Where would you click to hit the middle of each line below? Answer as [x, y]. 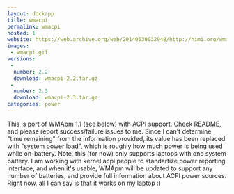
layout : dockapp [31, 14]
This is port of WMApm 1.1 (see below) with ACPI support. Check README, [114, 124]
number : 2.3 [31, 91]
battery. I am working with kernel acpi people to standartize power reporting [116, 161]
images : [18, 46]
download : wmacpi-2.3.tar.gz [56, 98]
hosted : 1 [22, 33]
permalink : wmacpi [34, 26]
